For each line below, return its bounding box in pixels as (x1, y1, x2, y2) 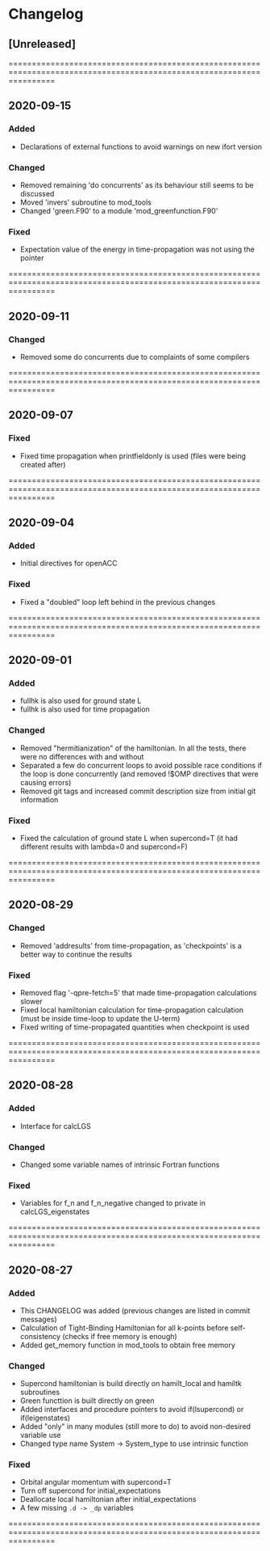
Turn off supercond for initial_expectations (19, 1485, 161, 1496)
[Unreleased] (8, 37, 77, 51)
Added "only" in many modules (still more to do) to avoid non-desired (19, 1422, 251, 1431)
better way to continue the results (19, 949, 133, 959)
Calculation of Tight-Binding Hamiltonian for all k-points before (19, 1323, 229, 1333)
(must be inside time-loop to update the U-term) (19, 1013, 181, 1023)
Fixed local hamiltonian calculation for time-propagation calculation (19, 1004, 244, 1015)
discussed (19, 188, 55, 198)
